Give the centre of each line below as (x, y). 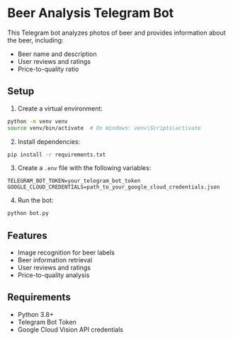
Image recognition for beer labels (66, 252)
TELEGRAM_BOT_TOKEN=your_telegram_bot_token (74, 181)
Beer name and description (57, 54)
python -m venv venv (38, 121)
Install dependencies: (49, 141)
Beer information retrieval (55, 260)
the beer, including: (35, 40)
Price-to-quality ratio (48, 69)
